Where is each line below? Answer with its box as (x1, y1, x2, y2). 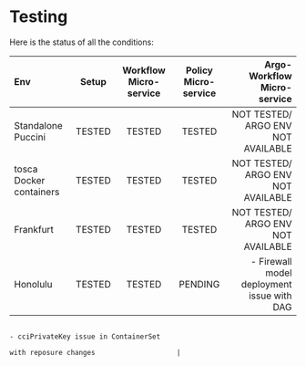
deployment (240, 277, 292, 290)
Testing (9, 6, 68, 27)
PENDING (178, 277, 220, 290)
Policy (185, 64, 214, 77)
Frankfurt (14, 223, 55, 235)
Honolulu (14, 277, 53, 290)
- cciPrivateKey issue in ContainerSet (9, 331, 161, 341)
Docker (14, 173, 46, 186)
